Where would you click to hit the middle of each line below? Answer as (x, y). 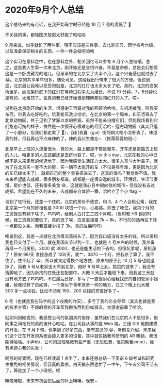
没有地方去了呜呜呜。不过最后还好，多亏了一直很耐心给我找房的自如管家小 (79, 278)
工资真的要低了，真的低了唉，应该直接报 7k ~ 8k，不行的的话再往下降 (88, 219)
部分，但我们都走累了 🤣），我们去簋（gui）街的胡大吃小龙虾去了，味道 (88, 132)
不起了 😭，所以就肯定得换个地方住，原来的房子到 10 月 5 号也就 (86, 260)
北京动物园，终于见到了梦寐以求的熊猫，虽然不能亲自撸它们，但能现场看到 (79, 120)
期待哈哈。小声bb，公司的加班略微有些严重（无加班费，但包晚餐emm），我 (80, 342)
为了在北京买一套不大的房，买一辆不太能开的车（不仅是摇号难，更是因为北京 (81, 167)
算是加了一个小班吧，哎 (37, 370)
